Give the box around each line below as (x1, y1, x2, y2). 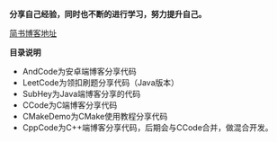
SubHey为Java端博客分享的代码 (22, 89, 141, 99)
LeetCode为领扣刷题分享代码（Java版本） (22, 77, 180, 88)
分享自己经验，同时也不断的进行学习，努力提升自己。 (9, 9, 207, 19)
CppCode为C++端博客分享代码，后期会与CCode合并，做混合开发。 (22, 122, 273, 133)
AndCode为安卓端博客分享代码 (22, 67, 137, 76)
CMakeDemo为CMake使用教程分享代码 (22, 111, 168, 121)
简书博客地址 (9, 28, 57, 39)
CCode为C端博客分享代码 (22, 100, 118, 111)
